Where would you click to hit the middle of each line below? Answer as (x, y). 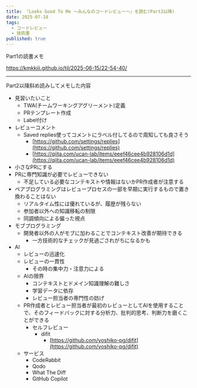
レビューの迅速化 (44, 254)
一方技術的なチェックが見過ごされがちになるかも (91, 240)
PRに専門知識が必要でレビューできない (61, 174)
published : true (26, 39)
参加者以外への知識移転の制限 (59, 211)
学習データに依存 (53, 291)
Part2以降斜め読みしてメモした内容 (48, 85)
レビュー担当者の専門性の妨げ (68, 298)
